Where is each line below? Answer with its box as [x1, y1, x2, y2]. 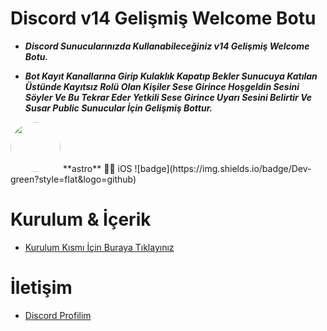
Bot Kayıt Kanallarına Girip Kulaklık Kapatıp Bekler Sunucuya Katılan [24, 70, 318, 82]
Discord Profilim [24, 309, 92, 321]
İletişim [10, 277, 73, 299]
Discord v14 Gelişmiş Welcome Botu [10, 7, 317, 30]
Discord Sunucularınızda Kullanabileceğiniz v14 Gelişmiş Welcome [24, 40, 310, 52]
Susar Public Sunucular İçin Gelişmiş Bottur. [24, 102, 213, 114]
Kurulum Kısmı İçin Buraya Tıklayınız [24, 241, 175, 253]
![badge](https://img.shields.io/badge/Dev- [134, 162, 312, 174]
